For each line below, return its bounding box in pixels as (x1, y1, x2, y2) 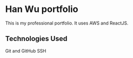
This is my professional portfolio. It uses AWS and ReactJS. (5, 20, 128, 26)
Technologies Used (5, 34, 67, 43)
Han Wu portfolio (5, 3, 78, 15)
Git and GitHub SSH (5, 47, 47, 53)
